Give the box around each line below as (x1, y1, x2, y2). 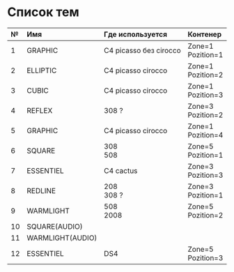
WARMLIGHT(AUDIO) (26, 233, 97, 243)
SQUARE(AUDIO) (26, 221, 84, 231)
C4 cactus (104, 165, 138, 175)
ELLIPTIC (26, 66, 57, 75)
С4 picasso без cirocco (104, 45, 181, 55)
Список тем (7, 4, 79, 20)
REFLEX (26, 105, 53, 115)
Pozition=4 (187, 130, 224, 139)
